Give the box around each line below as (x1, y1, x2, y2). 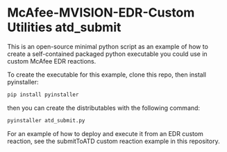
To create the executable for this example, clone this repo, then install (7, 70, 207, 79)
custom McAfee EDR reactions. (7, 57, 96, 65)
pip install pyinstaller (7, 91, 79, 98)
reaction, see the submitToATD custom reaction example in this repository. (7, 137, 220, 145)
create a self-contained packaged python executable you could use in (7, 50, 208, 58)
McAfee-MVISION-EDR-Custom (7, 5, 195, 21)
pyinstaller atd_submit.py (7, 117, 85, 124)
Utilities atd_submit (7, 19, 121, 35)
